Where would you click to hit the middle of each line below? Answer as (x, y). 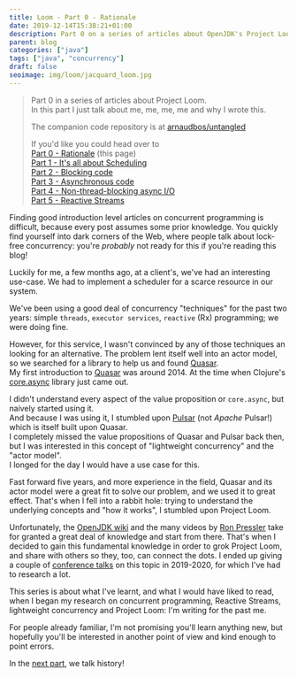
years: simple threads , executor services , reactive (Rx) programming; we (144, 317)
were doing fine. (39, 327)
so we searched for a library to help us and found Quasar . (114, 363)
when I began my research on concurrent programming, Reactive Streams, (145, 600)
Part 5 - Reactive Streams (78, 200)
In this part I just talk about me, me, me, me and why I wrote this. (148, 109)
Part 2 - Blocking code (72, 172)
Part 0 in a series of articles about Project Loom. (119, 100)
